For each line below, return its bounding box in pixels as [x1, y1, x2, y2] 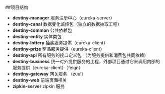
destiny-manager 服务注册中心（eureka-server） [12, 15, 115, 21]
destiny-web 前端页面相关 [12, 77, 67, 83]
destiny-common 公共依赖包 [12, 27, 72, 33]
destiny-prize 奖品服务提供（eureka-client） [12, 46, 105, 52]
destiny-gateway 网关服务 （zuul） [12, 71, 86, 77]
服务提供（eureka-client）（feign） [12, 65, 83, 71]
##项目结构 [5, 4, 28, 10]
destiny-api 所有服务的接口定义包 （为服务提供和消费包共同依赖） [12, 52, 149, 58]
